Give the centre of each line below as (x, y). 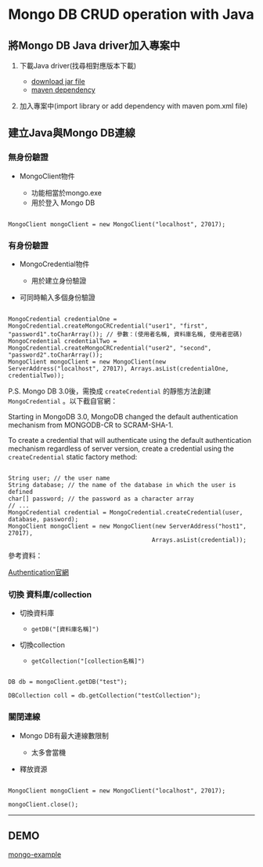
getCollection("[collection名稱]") (88, 661)
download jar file (58, 81)
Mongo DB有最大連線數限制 (64, 735)
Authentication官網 (38, 572)
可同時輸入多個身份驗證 (57, 297)
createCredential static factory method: (73, 456)
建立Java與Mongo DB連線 (72, 133)
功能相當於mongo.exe (66, 192)
